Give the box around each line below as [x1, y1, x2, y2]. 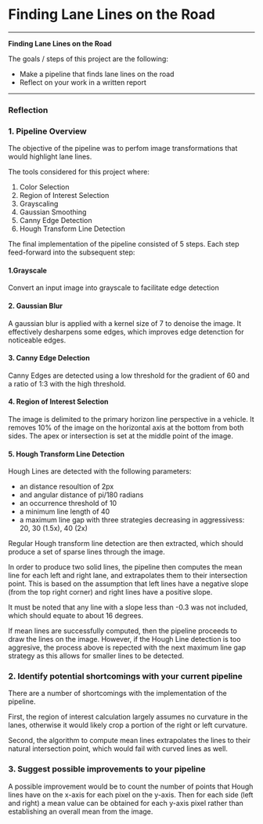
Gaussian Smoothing [19, 207, 87, 217]
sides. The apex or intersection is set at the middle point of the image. [8, 430, 233, 441]
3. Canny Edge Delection [8, 353, 90, 363]
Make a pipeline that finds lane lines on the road [19, 69, 175, 79]
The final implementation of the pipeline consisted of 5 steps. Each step [8, 240, 240, 249]
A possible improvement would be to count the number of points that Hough [8, 782, 254, 791]
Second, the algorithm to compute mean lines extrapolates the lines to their [8, 736, 250, 745]
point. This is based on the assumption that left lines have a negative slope [8, 579, 249, 588]
